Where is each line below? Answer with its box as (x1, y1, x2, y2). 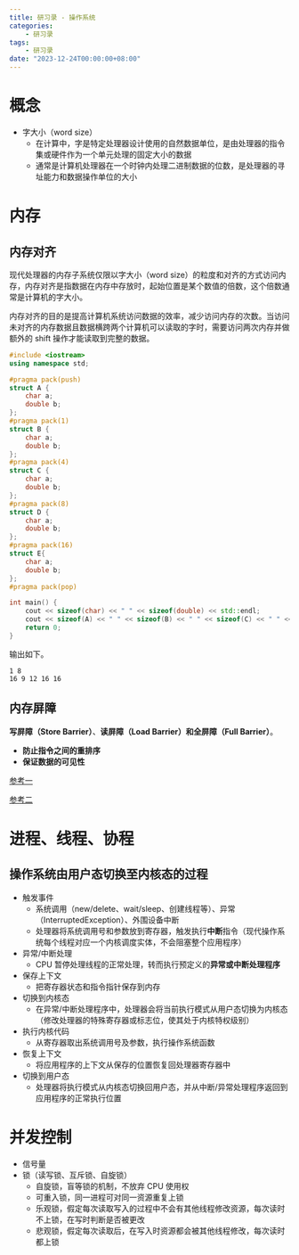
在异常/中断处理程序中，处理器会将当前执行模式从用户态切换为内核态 (35, 1004, 288, 1014)
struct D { (9, 507, 50, 517)
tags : (9, 37, 29, 47)
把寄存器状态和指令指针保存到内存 (35, 981, 161, 992)
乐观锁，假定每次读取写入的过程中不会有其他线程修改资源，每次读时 (35, 1202, 286, 1213)
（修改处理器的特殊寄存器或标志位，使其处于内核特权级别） (35, 1014, 255, 1025)
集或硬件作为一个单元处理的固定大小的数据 (35, 149, 192, 160)
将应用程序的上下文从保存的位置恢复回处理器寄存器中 (35, 1059, 231, 1070)
